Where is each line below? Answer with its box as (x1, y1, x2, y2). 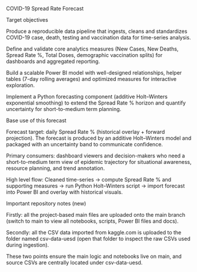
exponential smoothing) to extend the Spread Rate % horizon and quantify (6, 99, 186, 106)
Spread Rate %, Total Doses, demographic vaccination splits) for (6, 52, 163, 58)
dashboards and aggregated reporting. (6, 58, 100, 65)
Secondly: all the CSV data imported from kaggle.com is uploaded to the (6, 229, 182, 236)
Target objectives (6, 16, 48, 23)
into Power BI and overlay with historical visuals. (6, 189, 123, 196)
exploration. (6, 82, 35, 89)
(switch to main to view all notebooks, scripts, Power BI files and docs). (6, 217, 179, 224)
